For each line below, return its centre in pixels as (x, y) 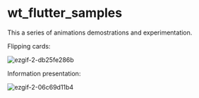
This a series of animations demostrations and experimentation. (100, 32)
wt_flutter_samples (65, 13)
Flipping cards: (29, 46)
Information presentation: (44, 73)
